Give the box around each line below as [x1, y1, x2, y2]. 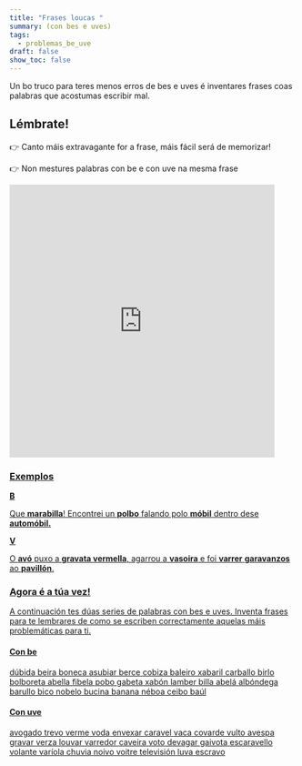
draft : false [9, 47, 59, 56]
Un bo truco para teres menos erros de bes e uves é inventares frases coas [9, 81, 293, 91]
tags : [9, 30, 30, 39]
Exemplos [9, 469, 55, 482]
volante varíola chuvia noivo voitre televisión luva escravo [9, 746, 226, 757]
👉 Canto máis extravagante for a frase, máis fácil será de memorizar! [9, 141, 271, 152]
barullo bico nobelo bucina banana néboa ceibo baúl [9, 686, 206, 697]
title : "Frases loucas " [9, 13, 104, 23]
